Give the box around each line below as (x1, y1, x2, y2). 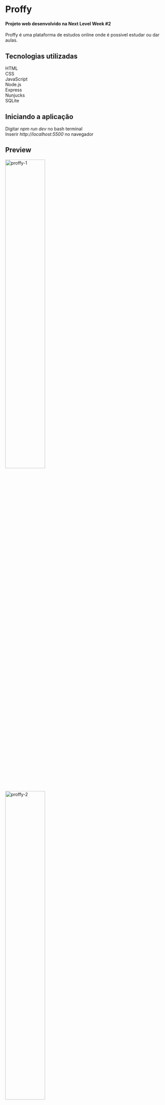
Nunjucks (5, 92, 25, 98)
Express (5, 87, 22, 93)
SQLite (5, 98, 19, 104)
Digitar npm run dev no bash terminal (5, 126, 83, 132)
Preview (5, 146, 32, 154)
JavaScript (5, 76, 28, 82)
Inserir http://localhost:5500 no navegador (5, 131, 94, 137)
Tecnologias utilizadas (5, 52, 78, 60)
